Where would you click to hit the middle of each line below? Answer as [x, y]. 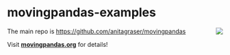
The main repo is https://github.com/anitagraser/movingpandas [97, 31]
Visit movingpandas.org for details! [57, 44]
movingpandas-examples [81, 13]
